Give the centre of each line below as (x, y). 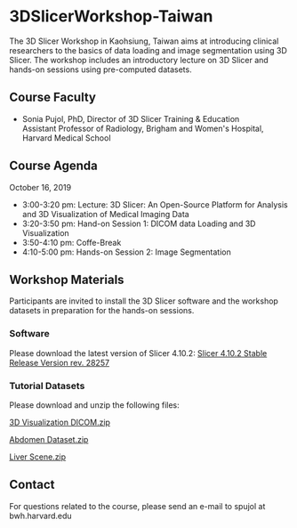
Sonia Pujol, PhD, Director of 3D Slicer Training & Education (131, 118)
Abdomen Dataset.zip (49, 439)
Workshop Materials (67, 279)
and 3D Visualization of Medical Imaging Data (105, 214)
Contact (32, 485)
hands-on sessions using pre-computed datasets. (101, 69)
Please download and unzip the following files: (94, 405)
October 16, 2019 (40, 187)
